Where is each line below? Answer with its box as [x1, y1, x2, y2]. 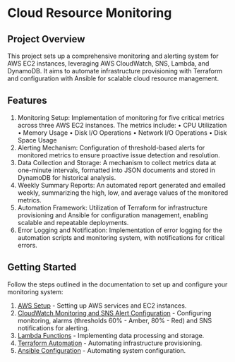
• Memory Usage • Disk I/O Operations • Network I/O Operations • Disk [17, 128, 227, 137]
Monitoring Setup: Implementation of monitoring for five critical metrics [17, 113, 224, 121]
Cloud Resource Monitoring [7, 5, 172, 21]
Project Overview [7, 33, 85, 45]
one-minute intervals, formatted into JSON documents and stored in [17, 166, 216, 174]
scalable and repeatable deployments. [17, 218, 129, 227]
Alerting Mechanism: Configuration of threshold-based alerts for [17, 143, 205, 152]
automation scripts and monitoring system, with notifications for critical [17, 233, 225, 241]
